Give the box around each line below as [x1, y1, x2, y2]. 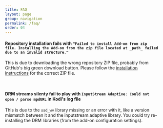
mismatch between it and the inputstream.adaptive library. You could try [5, 112, 150, 118]
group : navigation [5, 16, 42, 21]
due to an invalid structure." [5, 50, 69, 55]
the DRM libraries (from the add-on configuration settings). [24, 117, 143, 123]
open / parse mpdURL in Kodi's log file [5, 96, 81, 102]
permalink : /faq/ [5, 21, 41, 26]
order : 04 [5, 25, 25, 30]
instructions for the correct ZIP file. [5, 70, 76, 76]
